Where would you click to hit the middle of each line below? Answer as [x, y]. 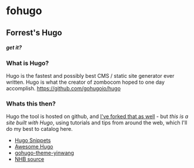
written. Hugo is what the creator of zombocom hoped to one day [86, 82]
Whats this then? [31, 103]
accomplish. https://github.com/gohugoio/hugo [63, 88]
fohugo [24, 11]
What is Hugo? [27, 63]
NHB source [29, 159]
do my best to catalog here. [39, 129]
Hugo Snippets [33, 140]
